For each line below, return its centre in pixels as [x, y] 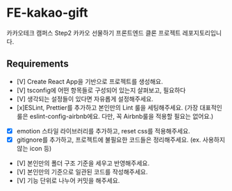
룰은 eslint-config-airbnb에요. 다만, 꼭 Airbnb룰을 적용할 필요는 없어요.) [115, 116]
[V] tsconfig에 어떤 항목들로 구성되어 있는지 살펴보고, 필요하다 [101, 90]
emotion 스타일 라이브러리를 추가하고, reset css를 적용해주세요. [103, 131]
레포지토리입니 [202, 33]
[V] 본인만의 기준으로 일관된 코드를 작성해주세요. [82, 172]
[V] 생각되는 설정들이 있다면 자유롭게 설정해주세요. [85, 99]
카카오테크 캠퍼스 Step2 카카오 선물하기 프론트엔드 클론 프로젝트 [94, 33]
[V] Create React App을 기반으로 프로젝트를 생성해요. [90, 81]
